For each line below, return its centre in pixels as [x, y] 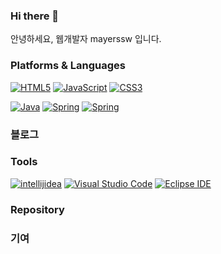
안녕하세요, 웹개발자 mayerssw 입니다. [86, 39]
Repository [37, 209]
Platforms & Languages [68, 66]
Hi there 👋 [35, 16]
